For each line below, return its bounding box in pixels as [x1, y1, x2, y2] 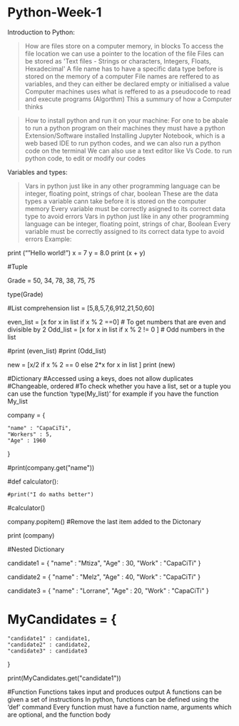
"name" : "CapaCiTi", [7, 424, 72, 431]
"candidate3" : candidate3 [7, 647, 88, 655]
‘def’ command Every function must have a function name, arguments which [7, 702, 232, 711]
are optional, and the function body [7, 710, 111, 719]
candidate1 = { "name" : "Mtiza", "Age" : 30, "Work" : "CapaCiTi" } [7, 558, 201, 567]
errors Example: [24, 235, 72, 243]
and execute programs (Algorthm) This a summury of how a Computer [24, 94, 233, 103]
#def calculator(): [7, 477, 59, 486]
